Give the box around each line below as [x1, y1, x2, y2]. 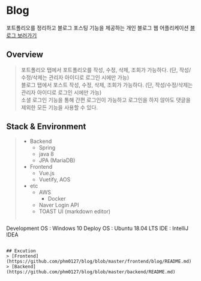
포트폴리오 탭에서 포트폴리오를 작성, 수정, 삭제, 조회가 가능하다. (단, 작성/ [20, 66, 191, 73]
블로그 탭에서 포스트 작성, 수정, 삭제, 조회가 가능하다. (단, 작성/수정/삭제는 [20, 81, 193, 88]
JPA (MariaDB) [38, 157, 76, 164]
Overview [6, 49, 44, 60]
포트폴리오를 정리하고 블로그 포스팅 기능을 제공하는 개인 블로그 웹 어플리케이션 [6, 24, 189, 31]
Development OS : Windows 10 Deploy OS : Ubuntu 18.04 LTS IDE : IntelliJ [6, 225, 189, 232]
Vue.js [38, 169, 55, 177]
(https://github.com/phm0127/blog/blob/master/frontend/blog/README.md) [6, 258, 192, 264]
